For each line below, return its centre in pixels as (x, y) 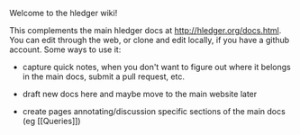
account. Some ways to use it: (65, 49)
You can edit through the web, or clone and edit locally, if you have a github (150, 40)
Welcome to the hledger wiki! (64, 13)
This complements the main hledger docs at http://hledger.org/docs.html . (145, 30)
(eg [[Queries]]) (51, 121)
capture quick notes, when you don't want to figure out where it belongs (156, 67)
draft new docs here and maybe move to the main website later (140, 94)
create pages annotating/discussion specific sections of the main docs (154, 111)
